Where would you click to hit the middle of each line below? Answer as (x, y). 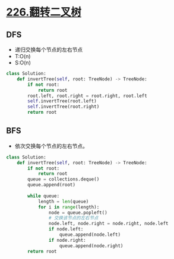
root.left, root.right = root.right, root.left (87, 96)
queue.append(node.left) (90, 235)
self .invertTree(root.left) (62, 101)
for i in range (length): (69, 207)
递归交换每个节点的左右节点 (49, 49)
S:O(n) (23, 63)
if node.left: (66, 229)
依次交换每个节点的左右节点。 (51, 146)
